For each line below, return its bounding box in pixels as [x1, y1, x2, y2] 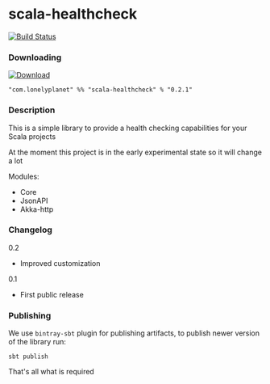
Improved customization [19, 258, 101, 268]
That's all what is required [8, 367, 94, 377]
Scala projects [8, 131, 56, 141]
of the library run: [8, 337, 67, 347]
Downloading [8, 52, 62, 63]
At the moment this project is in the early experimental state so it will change [8, 147, 262, 157]
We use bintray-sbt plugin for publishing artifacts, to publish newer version [8, 328, 260, 338]
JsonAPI [19, 196, 48, 205]
